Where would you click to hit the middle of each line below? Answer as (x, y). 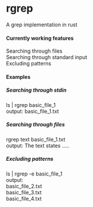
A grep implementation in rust (42, 25)
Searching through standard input (47, 57)
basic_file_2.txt (24, 186)
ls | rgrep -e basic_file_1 (34, 174)
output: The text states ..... (38, 146)
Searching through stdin (36, 90)
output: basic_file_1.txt (33, 111)
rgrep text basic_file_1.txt (36, 139)
